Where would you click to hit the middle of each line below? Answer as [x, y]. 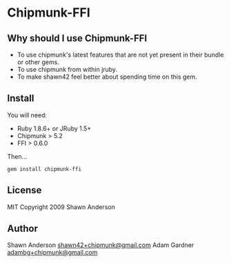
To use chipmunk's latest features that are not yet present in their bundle [120, 55]
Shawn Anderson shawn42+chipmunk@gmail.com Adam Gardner [101, 245]
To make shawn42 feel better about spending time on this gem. [107, 77]
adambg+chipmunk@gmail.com [52, 253]
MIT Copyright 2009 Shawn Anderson [61, 207]
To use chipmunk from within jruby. [67, 69]
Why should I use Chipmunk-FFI [77, 38]
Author [22, 229]
